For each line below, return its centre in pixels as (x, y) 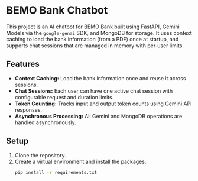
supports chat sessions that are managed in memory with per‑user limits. (95, 46)
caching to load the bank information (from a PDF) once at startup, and (92, 39)
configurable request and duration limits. (64, 97)
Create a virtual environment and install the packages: (80, 161)
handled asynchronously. (46, 122)
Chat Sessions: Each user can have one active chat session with (94, 91)
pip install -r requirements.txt (56, 172)
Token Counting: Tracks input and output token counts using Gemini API (103, 104)
